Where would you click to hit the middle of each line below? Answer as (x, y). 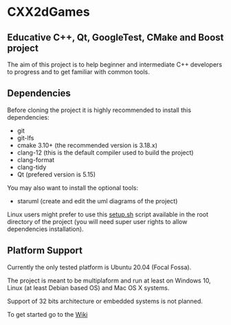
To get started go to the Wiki (47, 314)
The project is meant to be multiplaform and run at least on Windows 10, (109, 280)
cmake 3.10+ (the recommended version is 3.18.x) (87, 145)
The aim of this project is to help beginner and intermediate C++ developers (114, 65)
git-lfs (25, 137)
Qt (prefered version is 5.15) (56, 174)
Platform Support (45, 250)
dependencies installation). (45, 229)
